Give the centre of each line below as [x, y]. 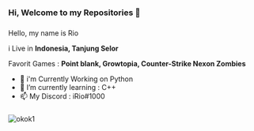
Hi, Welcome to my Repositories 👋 [74, 13]
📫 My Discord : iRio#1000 [62, 96]
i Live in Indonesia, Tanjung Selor [63, 48]
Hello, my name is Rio [44, 33]
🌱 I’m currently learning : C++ [68, 87]
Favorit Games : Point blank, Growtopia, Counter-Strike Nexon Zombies [127, 63]
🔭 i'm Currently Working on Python [76, 79]
